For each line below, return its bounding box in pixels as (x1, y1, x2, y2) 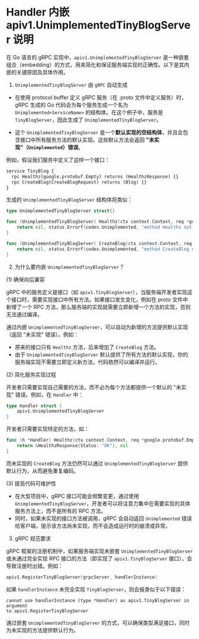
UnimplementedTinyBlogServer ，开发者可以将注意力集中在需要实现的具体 (14, 500, 191, 507)
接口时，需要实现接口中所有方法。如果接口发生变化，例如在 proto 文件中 (11, 295, 188, 303)
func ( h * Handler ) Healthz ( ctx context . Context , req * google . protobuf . (6, 437, 187, 443)
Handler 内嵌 (6, 5, 70, 19)
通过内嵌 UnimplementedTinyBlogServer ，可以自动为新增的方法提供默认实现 (6, 323, 188, 330)
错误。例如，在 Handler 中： (15, 391, 84, 398)
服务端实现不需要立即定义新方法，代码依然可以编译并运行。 (14, 358, 161, 366)
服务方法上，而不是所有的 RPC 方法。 (14, 507, 107, 514)
